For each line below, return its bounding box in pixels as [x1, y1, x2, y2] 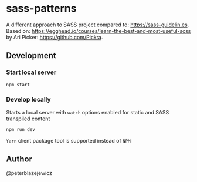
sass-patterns [6, 2, 77, 15]
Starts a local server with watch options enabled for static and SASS [6, 109, 169, 116]
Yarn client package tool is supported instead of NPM [6, 137, 131, 144]
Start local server [6, 68, 57, 76]
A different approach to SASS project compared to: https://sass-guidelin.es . [6, 21, 189, 28]
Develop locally [6, 96, 51, 104]
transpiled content [6, 115, 50, 122]
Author [6, 154, 32, 164]
